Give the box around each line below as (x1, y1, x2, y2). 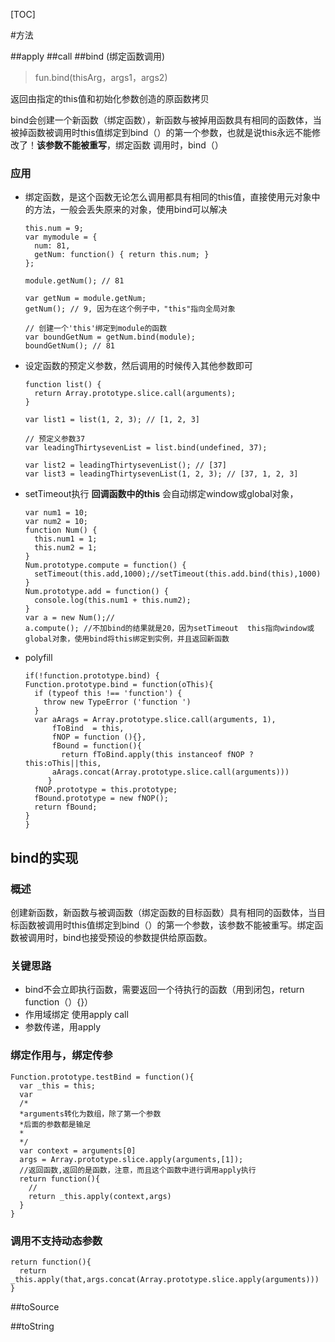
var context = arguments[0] (19, 1145, 137, 1156)
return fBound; (34, 802, 98, 813)
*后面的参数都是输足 (19, 1119, 92, 1129)
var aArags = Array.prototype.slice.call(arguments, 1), (34, 715, 277, 725)
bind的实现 (10, 849, 79, 866)
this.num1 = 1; (34, 534, 98, 544)
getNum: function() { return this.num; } (34, 250, 210, 260)
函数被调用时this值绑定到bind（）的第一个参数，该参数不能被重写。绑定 (18, 919, 315, 931)
